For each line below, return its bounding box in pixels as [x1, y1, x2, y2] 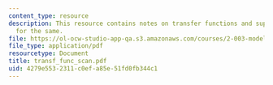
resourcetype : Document [8, 49, 89, 57]
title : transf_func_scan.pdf [8, 57, 107, 66]
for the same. [15, 27, 63, 35]
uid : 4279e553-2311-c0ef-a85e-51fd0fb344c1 [8, 65, 158, 73]
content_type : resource [8, 11, 89, 20]
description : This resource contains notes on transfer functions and [8, 19, 253, 28]
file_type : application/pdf [8, 42, 104, 50]
